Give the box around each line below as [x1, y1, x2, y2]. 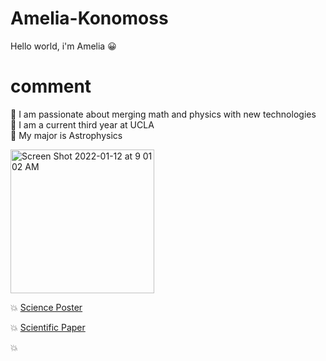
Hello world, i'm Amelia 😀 [10, 40, 117, 52]
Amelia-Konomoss [10, 7, 169, 30]
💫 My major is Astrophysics [10, 129, 123, 141]
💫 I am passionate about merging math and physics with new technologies [10, 108, 317, 120]
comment [10, 75, 92, 98]
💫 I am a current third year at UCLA [10, 118, 155, 131]
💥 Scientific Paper [10, 321, 86, 333]
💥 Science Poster [10, 301, 83, 313]
